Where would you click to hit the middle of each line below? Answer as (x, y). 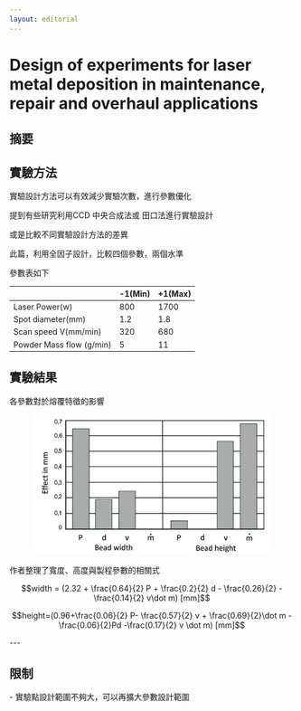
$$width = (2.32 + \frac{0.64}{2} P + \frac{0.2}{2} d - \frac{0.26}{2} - (152, 589)
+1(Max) (174, 293)
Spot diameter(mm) (49, 319)
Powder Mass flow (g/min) (62, 345)
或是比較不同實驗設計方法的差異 (69, 234)
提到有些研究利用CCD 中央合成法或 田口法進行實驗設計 (112, 215)
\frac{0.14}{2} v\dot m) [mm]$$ (152, 598)
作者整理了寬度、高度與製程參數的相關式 (85, 571)
